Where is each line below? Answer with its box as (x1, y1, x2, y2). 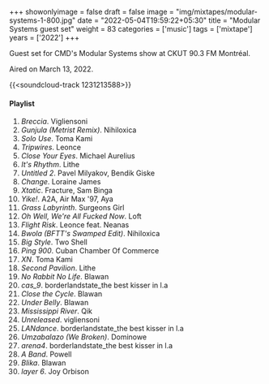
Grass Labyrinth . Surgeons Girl (20, 203, 125, 213)
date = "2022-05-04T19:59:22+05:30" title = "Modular (77, 15, 261, 25)
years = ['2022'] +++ (9, 32, 80, 42)
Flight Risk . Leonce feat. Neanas (20, 220, 130, 230)
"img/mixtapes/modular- (176, 7, 258, 16)
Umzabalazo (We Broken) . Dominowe (20, 332, 147, 342)
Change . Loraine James (20, 177, 101, 187)
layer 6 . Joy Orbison (20, 367, 90, 377)
